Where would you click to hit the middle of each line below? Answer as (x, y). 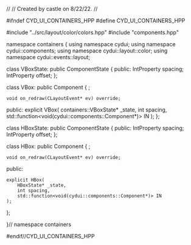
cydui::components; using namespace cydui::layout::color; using (87, 51)
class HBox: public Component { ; (48, 146)
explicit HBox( (26, 180)
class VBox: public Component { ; (48, 87)
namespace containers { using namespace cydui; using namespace (91, 44)
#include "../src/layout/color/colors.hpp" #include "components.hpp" (93, 32)
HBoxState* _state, (42, 185)
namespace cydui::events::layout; (48, 57)
